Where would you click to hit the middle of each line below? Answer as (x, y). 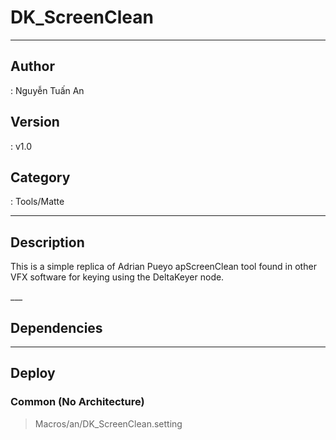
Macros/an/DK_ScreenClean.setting (108, 423)
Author (32, 66)
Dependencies (56, 327)
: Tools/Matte (37, 202)
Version (35, 122)
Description (47, 242)
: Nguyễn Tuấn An (47, 90)
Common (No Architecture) (77, 402)
